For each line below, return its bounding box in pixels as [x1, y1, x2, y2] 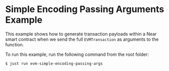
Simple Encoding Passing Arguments [5, 4, 164, 15]
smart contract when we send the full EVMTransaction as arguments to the [5, 36, 159, 42]
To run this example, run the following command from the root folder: [5, 51, 149, 57]
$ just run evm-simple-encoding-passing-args [5, 61, 103, 66]
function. [5, 41, 24, 47]
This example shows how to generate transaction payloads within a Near [5, 31, 157, 37]
